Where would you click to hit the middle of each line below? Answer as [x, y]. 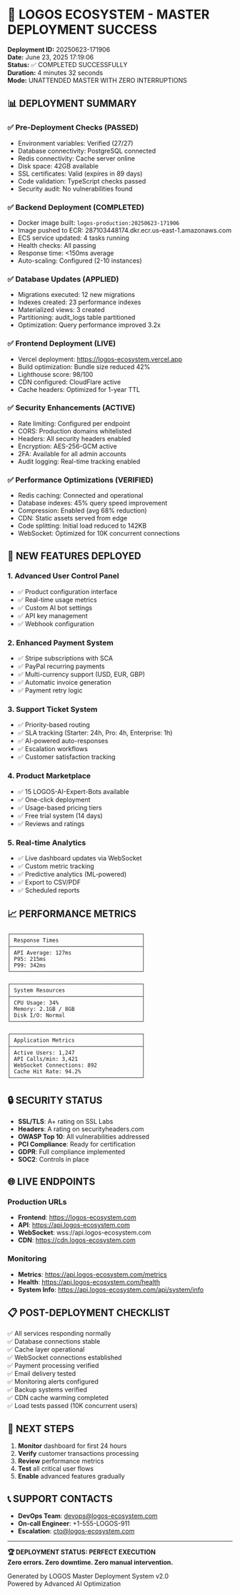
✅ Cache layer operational [46, 1349]
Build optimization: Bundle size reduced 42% [84, 366]
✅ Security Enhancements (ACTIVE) [71, 408]
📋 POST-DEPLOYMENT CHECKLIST [89, 1313]
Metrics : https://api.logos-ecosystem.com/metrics [92, 1274]
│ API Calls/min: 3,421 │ [76, 1059]
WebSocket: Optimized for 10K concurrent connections [99, 533]
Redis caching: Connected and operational [80, 495]
